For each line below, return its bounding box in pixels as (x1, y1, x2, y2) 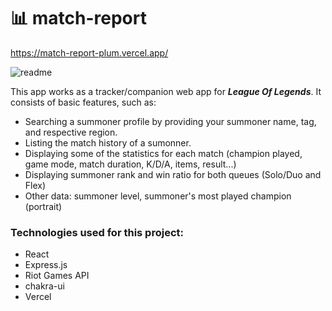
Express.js (24, 259, 68, 271)
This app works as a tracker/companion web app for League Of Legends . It (10, 85, 322, 97)
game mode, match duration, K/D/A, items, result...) (24, 158, 237, 170)
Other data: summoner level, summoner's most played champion (24, 190, 292, 202)
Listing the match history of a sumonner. (24, 136, 192, 149)
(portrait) (24, 200, 63, 212)
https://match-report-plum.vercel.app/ (10, 46, 169, 59)
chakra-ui (24, 280, 65, 292)
